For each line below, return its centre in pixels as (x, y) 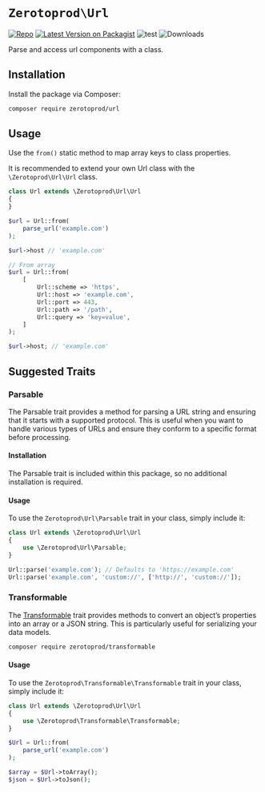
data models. (30, 632)
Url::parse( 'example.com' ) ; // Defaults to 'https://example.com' (121, 570)
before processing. (40, 437)
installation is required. (46, 482)
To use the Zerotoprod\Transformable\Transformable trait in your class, (125, 682)
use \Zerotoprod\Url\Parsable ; (75, 548)
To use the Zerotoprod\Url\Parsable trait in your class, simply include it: (127, 518)
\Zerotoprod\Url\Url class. (53, 177)
